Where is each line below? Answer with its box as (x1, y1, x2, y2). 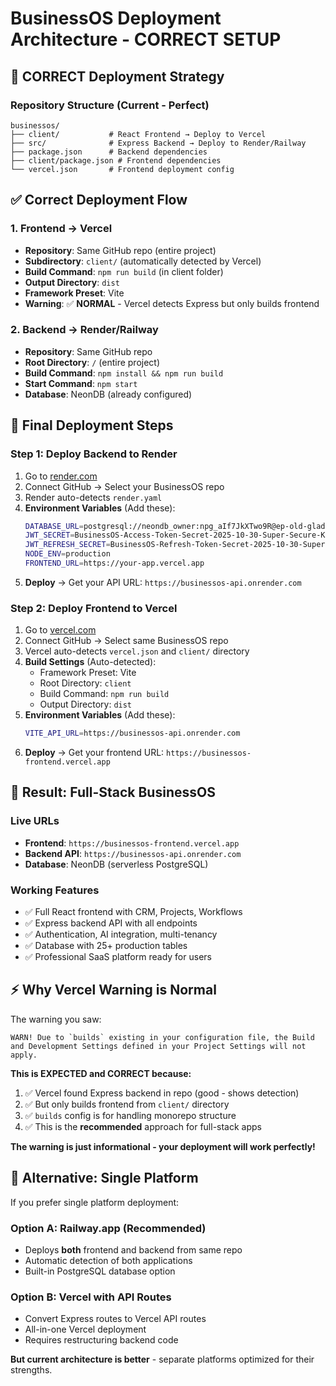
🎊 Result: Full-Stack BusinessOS (10, 784, 216, 801)
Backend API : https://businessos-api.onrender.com (24, 847, 242, 859)
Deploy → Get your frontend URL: (24, 747, 165, 759)
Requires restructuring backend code (24, 1334, 179, 1346)
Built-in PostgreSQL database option (24, 1265, 176, 1277)
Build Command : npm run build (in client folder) (24, 265, 224, 277)
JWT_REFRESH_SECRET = (24, 540, 111, 550)
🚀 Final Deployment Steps (10, 417, 174, 434)
